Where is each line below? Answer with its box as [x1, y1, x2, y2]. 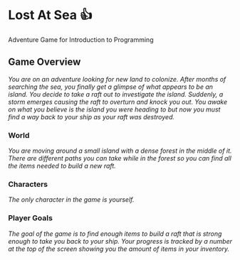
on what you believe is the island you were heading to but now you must [8, 105, 221, 114]
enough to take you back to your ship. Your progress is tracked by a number [8, 237, 233, 245]
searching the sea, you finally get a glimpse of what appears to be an [8, 82, 213, 91]
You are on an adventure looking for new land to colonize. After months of [8, 75, 226, 83]
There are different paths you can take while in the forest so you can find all [8, 154, 232, 163]
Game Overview [8, 56, 81, 68]
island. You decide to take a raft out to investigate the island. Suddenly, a [8, 90, 224, 98]
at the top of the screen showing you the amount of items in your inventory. [8, 244, 230, 253]
